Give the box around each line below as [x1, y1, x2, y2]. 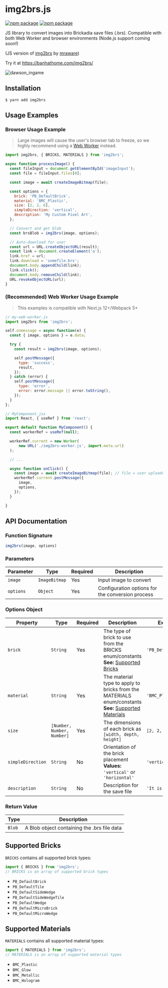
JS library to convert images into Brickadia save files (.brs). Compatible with [5, 30, 161, 36]
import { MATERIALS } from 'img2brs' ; [5, 947, 86, 953]
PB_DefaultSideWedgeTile [12, 895, 64, 900]
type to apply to [103, 679, 140, 686]
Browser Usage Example [5, 126, 66, 133]
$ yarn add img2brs [5, 97, 46, 102]
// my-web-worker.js [5, 314, 48, 319]
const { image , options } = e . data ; [9, 333, 86, 338]
